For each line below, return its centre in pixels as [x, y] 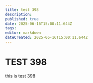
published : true [22, 19]
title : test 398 [22, 10]
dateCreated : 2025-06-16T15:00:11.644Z [46, 38]
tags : [11, 28]
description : [19, 14]
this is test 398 [20, 76]
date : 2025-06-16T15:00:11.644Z [39, 24]
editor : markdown [23, 33]
